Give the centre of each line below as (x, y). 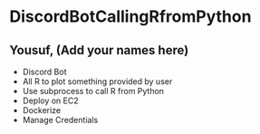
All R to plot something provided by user (97, 81)
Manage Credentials (60, 120)
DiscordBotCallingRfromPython (130, 17)
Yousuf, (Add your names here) (99, 50)
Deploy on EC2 (50, 100)
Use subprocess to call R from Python (93, 91)
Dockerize (42, 110)
